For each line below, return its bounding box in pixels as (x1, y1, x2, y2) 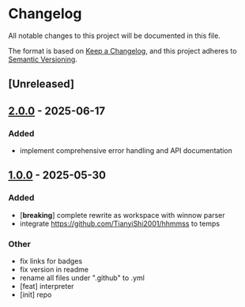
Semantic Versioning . (8, 54, 77, 64)
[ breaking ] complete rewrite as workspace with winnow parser (19, 210, 225, 219)
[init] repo (19, 290, 52, 299)
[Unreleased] (8, 77, 75, 91)
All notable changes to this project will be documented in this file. (8, 31, 221, 40)
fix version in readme (19, 265, 89, 274)
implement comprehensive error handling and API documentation (19, 146, 233, 155)
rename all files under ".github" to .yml (19, 273, 145, 283)
